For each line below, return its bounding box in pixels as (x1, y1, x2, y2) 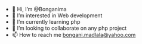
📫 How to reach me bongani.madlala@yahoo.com (11, 32, 136, 38)
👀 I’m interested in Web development (11, 12, 103, 19)
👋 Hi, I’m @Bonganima (11, 6, 67, 12)
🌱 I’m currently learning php (11, 18, 81, 25)
